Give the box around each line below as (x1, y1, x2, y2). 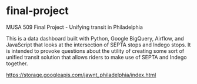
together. (6, 60, 28, 67)
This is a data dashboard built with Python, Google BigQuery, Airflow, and (6, 35, 184, 42)
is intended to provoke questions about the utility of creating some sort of (6, 47, 185, 54)
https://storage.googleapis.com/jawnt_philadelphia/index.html (6, 71, 156, 78)
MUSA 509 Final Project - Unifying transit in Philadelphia (6, 23, 143, 31)
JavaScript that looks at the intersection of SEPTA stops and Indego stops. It (6, 41, 191, 48)
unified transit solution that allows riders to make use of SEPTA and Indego (6, 53, 187, 61)
